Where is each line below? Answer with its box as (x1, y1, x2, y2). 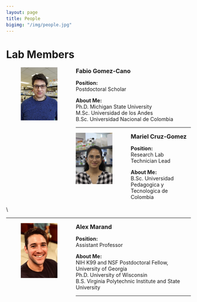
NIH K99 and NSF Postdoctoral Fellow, (76, 259, 169, 266)
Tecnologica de (131, 187, 168, 194)
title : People (6, 15, 41, 22)
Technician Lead (131, 157, 171, 164)
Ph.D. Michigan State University (76, 103, 152, 111)
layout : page (6, 9, 38, 15)
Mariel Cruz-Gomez (131, 132, 187, 140)
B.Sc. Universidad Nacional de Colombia (76, 116, 174, 123)
